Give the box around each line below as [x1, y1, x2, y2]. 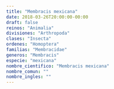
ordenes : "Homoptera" [6, 42, 60, 47]
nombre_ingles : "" [6, 74, 51, 80]
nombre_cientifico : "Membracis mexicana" [6, 63, 110, 69]
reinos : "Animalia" [6, 25, 54, 31]
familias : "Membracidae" [6, 47, 67, 53]
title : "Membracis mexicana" [6, 8, 78, 15]
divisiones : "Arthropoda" [6, 30, 70, 36]
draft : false [6, 19, 38, 25]
